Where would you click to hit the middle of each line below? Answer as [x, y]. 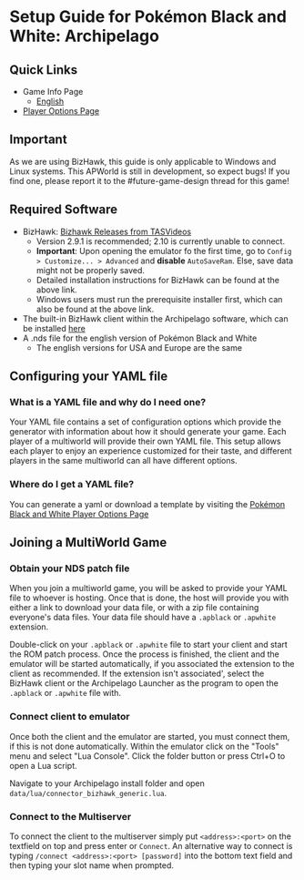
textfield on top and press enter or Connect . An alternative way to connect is [151, 845]
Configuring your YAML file [89, 377]
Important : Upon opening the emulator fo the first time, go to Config [164, 251]
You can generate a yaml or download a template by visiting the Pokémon [147, 504]
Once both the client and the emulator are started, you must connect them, [150, 736]
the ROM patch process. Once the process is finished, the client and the [144, 654]
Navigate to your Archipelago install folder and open [107, 783]
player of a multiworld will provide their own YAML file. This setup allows [145, 441]
